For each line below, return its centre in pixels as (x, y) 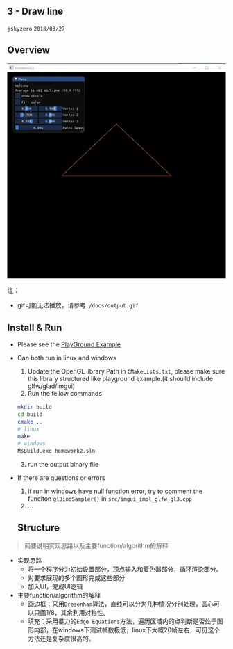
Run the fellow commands (65, 393)
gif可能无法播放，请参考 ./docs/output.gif (78, 305)
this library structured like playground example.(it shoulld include (120, 378)
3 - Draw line (35, 11)
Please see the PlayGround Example (69, 344)
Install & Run (35, 327)
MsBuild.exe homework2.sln (56, 451)
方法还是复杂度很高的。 (61, 639)
